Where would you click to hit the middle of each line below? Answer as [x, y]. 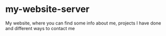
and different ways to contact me [40, 28]
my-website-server [48, 9]
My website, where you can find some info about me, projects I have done [83, 23]
